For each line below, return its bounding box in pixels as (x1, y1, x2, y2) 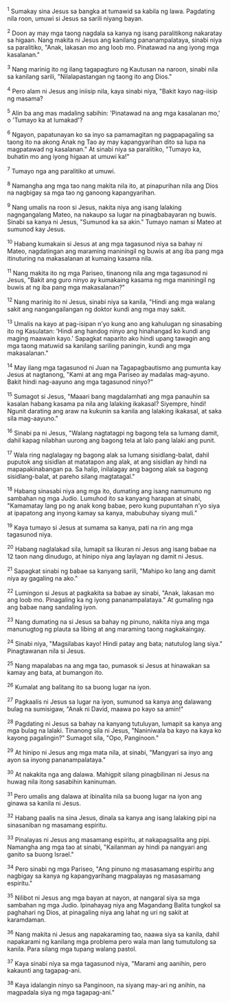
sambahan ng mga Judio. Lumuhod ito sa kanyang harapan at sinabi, (7, 494, 203, 502)
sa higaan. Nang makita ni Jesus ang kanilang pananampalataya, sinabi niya (7, 36, 222, 44)
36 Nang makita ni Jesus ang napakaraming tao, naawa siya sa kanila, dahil (7, 929, 220, 938)
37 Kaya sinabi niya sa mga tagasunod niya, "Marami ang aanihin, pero (7, 958, 207, 967)
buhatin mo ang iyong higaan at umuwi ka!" (7, 152, 130, 160)
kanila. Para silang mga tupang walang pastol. (7, 945, 137, 953)
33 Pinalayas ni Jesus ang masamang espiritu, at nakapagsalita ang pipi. (7, 834, 211, 843)
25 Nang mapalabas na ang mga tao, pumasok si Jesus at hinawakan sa (7, 660, 211, 669)
